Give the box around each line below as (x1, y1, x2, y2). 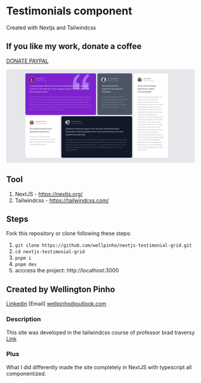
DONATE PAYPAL (6, 57, 49, 64)
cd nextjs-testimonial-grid (14, 249, 85, 255)
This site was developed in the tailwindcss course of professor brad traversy (6, 329, 195, 336)
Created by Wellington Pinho (6, 284, 115, 294)
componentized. (6, 370, 47, 377)
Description (6, 315, 41, 324)
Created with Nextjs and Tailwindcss (6, 24, 96, 31)
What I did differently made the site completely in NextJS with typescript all (6, 363, 192, 370)
